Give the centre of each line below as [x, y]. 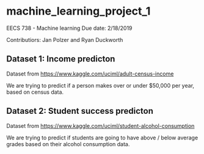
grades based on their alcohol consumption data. [68, 144]
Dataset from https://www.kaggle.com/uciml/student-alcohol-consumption [100, 125]
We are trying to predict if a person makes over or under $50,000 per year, [100, 85]
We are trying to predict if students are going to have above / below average [102, 138]
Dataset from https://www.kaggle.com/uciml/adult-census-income [90, 74]
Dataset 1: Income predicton [61, 59]
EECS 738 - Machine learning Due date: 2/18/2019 [69, 28]
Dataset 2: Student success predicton [80, 111]
